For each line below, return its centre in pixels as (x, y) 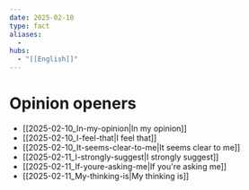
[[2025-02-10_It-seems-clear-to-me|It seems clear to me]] (131, 147)
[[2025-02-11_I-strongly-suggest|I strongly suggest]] (120, 157)
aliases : (26, 34)
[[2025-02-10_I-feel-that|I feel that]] (89, 138)
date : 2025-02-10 (42, 17)
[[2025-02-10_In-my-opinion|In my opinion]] (104, 128)
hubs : (19, 51)
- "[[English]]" (48, 59)
